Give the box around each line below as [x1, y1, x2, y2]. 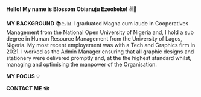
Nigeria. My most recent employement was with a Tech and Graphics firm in [6, 42, 196, 48]
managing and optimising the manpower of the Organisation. [6, 61, 157, 68]
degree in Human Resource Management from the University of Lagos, [6, 35, 183, 42]
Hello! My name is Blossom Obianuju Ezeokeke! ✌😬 [6, 5, 137, 13]
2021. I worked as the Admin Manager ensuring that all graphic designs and [6, 48, 194, 55]
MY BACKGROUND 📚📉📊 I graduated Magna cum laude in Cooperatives [6, 20, 189, 27]
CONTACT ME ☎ [6, 85, 50, 92]
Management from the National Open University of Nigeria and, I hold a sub [6, 28, 194, 36]
